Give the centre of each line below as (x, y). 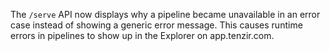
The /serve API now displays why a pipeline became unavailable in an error (165, 14)
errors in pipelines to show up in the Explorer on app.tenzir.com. (142, 35)
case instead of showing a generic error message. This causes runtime (156, 25)
